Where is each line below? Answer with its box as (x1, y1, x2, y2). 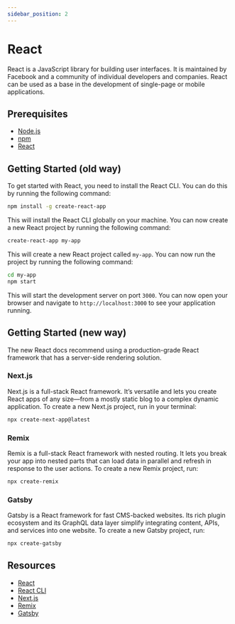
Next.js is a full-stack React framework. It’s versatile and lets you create (7, 387, 217, 395)
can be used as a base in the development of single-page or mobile (7, 80, 205, 88)
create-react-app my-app (7, 237, 81, 244)
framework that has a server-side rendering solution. (7, 353, 162, 362)
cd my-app (7, 271, 37, 279)
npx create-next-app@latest (7, 416, 91, 423)
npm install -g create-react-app (7, 203, 106, 210)
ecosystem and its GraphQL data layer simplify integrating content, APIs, (7, 519, 220, 527)
